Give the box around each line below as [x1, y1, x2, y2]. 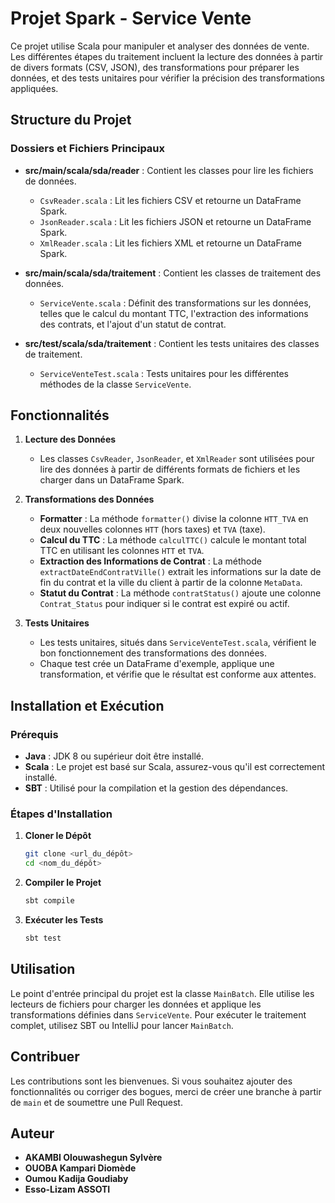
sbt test [24, 933, 62, 944]
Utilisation [10, 961, 76, 978]
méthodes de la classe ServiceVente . [39, 378, 192, 390]
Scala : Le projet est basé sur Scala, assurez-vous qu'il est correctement [24, 761, 326, 773]
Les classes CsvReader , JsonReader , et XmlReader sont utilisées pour [39, 453, 315, 465]
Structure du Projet [10, 112, 132, 129]
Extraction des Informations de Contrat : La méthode [39, 555, 262, 567]
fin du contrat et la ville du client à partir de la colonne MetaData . [39, 577, 303, 589]
